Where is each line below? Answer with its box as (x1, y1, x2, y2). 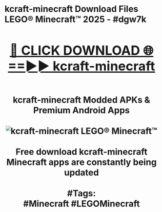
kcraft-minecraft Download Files (4, 3, 139, 15)
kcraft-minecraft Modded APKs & (12, 94, 151, 106)
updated (64, 167, 99, 178)
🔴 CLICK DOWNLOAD (9, 42, 140, 58)
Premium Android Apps (33, 105, 130, 116)
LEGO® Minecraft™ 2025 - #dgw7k (4, 14, 147, 25)
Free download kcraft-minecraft (16, 146, 147, 157)
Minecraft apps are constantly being (6, 156, 157, 168)
